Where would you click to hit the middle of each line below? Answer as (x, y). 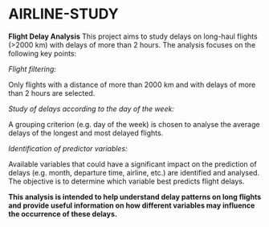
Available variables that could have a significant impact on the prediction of (132, 164)
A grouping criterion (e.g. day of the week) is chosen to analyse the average (134, 124)
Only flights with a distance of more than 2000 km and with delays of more (132, 85)
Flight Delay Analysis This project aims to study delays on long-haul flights (133, 36)
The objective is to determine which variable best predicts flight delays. (126, 181)
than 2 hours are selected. (52, 93)
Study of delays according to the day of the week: (92, 109)
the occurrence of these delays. (63, 213)
